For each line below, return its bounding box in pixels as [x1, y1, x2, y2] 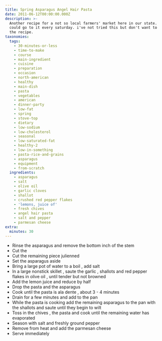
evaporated [12, 315, 35, 321]
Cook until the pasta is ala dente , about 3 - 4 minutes [12, 289, 120, 295]
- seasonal [14, 134, 36, 139]
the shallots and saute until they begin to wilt [12, 304, 102, 310]
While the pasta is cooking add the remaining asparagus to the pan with [12, 299, 156, 305]
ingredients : [9, 170, 36, 175]
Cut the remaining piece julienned [12, 253, 80, 259]
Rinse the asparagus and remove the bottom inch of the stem [12, 242, 135, 248]
